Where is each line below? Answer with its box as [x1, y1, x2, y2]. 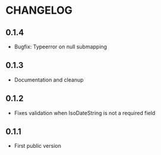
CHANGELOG [5, 4, 72, 17]
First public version [14, 142, 62, 150]
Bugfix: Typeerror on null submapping [14, 43, 108, 50]
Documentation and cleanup [14, 76, 84, 83]
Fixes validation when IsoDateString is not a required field [14, 109, 156, 116]
